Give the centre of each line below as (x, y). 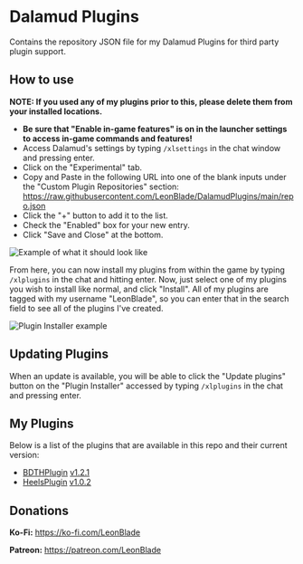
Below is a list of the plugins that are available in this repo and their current (148, 445)
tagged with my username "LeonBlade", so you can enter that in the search (149, 298)
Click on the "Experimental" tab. (82, 167)
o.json (34, 206)
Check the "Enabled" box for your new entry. (106, 225)
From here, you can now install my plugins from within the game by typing (147, 270)
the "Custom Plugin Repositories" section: (100, 186)
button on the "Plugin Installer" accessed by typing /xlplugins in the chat (146, 386)
